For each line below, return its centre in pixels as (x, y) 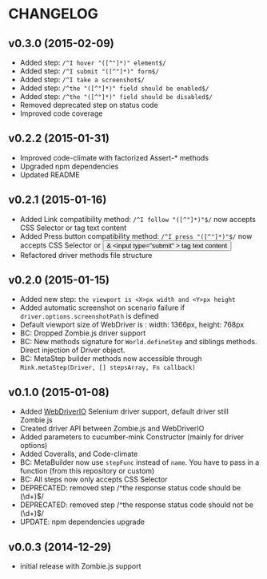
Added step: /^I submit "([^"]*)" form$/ (90, 71)
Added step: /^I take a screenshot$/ (82, 79)
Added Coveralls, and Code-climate (79, 454)
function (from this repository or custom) (87, 471)
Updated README (50, 174)
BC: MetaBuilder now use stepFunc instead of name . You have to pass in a (139, 462)
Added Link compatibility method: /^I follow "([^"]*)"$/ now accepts (137, 219)
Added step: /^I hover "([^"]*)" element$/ (93, 62)
